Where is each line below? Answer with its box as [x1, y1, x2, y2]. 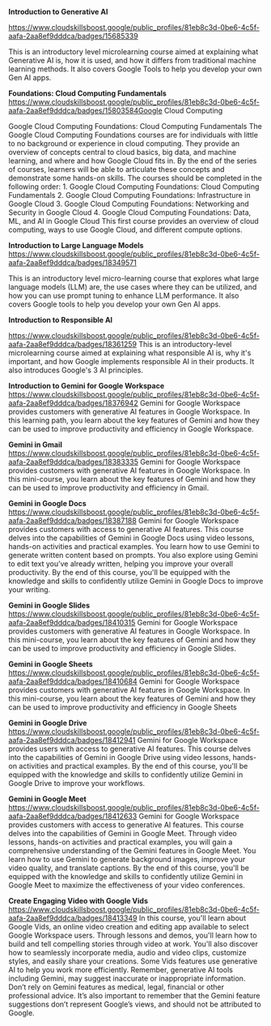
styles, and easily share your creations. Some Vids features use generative [8, 956, 258, 966]
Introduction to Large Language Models [8, 241, 144, 250]
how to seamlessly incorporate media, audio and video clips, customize [8, 948, 247, 957]
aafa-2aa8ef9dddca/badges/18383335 [8, 457, 139, 466]
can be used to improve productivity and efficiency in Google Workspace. [8, 424, 254, 433]
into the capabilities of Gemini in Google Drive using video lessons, [8, 753, 231, 762]
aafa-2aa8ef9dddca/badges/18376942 [8, 398, 139, 408]
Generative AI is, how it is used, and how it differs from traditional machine [8, 56, 256, 65]
